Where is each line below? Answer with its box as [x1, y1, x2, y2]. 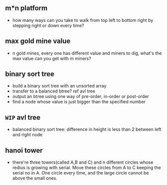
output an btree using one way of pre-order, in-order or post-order [12, 93, 149, 99]
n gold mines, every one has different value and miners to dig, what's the [12, 50, 162, 56]
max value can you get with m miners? [12, 55, 91, 61]
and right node [12, 132, 43, 138]
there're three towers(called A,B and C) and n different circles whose [12, 159, 154, 166]
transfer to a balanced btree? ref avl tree [12, 88, 95, 94]
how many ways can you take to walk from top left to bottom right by [12, 17, 154, 23]
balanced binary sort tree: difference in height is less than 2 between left [12, 126, 162, 132]
